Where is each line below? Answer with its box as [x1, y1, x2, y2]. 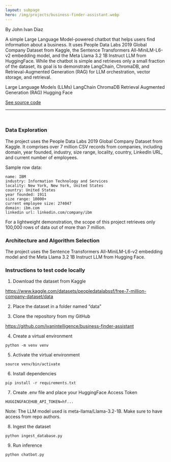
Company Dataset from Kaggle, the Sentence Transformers [5, 47, 130, 53]
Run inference [12, 442, 42, 449]
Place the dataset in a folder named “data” [12, 303, 102, 310]
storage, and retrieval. [5, 74, 52, 80]
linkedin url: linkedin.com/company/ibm [5, 210, 93, 215]
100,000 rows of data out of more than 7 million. [5, 224, 106, 230]
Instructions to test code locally [5, 267, 85, 274]
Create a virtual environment [12, 333, 73, 339]
